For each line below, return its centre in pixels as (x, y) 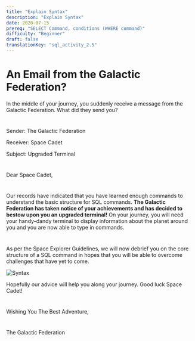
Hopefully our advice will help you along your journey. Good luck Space (94, 284)
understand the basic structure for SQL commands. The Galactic (86, 202)
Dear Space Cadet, (30, 175)
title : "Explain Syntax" (37, 12)
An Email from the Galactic (73, 75)
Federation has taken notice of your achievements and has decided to (95, 209)
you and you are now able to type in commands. (65, 228)
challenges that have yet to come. (48, 261)
